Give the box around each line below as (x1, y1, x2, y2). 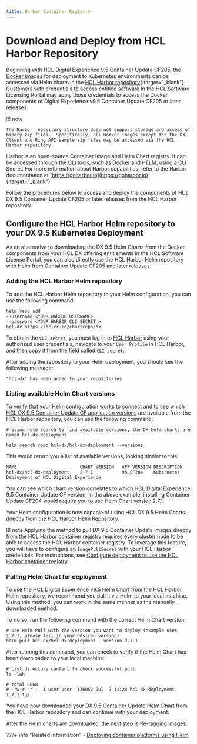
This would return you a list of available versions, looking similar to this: (6, 452, 179, 459)
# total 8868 (6, 681, 38, 688)
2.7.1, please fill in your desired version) (6, 633, 119, 639)
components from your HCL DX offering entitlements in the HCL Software (6, 250, 184, 257)
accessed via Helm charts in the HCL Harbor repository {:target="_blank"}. (6, 79, 186, 86)
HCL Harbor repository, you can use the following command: (6, 415, 153, 422)
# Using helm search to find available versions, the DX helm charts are (6, 426, 191, 433)
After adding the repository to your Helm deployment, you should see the (6, 358, 183, 365)
